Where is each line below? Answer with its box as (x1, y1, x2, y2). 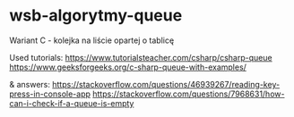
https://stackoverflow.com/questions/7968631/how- (92, 88, 285, 99)
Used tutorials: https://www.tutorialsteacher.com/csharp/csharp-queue (9, 52, 272, 63)
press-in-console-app (9, 88, 91, 99)
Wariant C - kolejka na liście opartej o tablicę (9, 35, 175, 46)
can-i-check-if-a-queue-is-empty (9, 97, 134, 108)
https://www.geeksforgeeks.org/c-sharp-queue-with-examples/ (9, 62, 246, 72)
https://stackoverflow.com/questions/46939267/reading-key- (52, 79, 281, 89)
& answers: (9, 79, 51, 89)
